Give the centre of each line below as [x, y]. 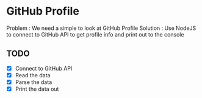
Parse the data [34, 82]
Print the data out [37, 89]
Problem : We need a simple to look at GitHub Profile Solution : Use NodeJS [101, 28]
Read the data [33, 75]
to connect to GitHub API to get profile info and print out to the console [95, 34]
